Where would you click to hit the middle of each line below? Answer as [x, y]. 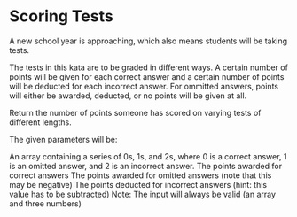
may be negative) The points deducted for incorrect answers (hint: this [138, 184]
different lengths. [41, 122]
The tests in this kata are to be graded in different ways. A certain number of [148, 67]
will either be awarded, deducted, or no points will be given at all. [128, 96]
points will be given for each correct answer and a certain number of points [147, 76]
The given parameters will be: [63, 139]
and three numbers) [46, 203]
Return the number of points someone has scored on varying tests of [135, 112]
